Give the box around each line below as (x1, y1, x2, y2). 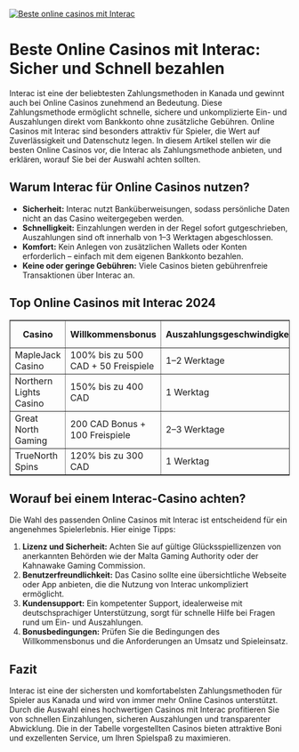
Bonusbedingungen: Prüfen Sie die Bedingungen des (21, 627, 221, 637)
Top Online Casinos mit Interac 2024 (9, 295, 216, 311)
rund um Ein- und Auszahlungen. (21, 617, 144, 627)
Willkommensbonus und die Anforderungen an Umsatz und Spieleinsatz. (21, 636, 288, 647)
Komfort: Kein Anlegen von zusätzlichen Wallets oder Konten (21, 241, 247, 252)
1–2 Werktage (166, 354, 225, 367)
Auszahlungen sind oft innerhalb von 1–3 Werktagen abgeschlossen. (21, 231, 273, 242)
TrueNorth (14, 449, 58, 462)
